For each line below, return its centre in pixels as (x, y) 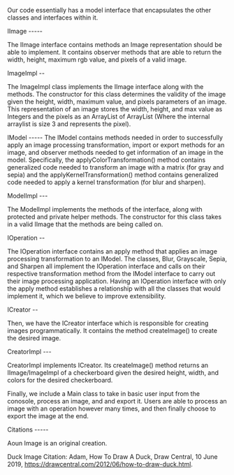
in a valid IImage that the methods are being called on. (85, 224)
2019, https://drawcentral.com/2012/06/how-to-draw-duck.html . (100, 464)
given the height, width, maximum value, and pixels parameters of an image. (117, 102)
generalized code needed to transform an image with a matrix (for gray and (116, 167)
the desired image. (34, 338)
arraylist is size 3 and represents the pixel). (69, 124)
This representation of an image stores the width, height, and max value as (115, 109)
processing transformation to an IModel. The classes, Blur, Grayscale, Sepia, (117, 259)
